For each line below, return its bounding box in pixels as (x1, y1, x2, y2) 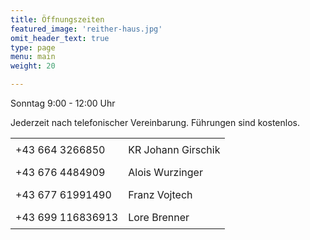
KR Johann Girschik (128, 143, 221, 156)
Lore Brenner (128, 211, 190, 224)
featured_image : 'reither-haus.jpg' (10, 24, 163, 34)
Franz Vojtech (128, 188, 193, 201)
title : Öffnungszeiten (10, 14, 105, 25)
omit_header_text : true (10, 33, 110, 43)
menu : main (10, 52, 56, 62)
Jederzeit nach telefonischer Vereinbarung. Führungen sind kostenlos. (10, 117, 300, 128)
